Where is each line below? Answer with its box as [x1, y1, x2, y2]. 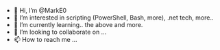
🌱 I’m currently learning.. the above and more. [13, 21, 143, 28]
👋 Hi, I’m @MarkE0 [13, 7, 67, 14]
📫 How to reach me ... [13, 36, 77, 43]
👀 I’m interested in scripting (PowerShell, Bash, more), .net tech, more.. [13, 14, 214, 22]
